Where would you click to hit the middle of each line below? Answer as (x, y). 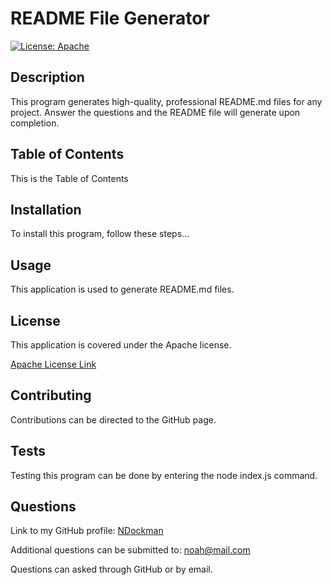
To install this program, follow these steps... (100, 234)
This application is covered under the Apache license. (121, 345)
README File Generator (110, 18)
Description (47, 77)
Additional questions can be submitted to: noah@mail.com (130, 550)
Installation (46, 209)
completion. (35, 123)
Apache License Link (53, 364)
